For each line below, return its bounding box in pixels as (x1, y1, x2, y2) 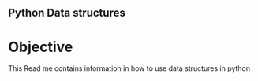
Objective (8, 38, 73, 56)
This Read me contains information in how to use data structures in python (8, 64, 251, 73)
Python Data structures (8, 6, 126, 20)
